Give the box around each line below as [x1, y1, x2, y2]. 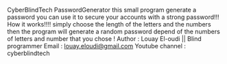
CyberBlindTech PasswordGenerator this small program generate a [7, 6, 197, 14]
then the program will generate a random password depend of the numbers [7, 27, 221, 35]
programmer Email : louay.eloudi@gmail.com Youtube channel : [7, 42, 187, 50]
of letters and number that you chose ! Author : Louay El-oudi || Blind [7, 35, 202, 43]
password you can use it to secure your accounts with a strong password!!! [7, 13, 219, 21]
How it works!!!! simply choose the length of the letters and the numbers [7, 20, 211, 28]
